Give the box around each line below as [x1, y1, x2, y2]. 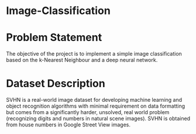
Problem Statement [6, 31, 102, 44]
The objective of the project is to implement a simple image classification [6, 50, 183, 57]
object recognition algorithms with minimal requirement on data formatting [6, 102, 185, 109]
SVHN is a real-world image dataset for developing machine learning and [6, 97, 183, 104]
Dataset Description [6, 77, 105, 90]
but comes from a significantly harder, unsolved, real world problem [6, 109, 170, 116]
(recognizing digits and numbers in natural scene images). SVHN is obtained [6, 115, 191, 122]
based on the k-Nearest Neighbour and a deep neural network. [6, 57, 158, 64]
